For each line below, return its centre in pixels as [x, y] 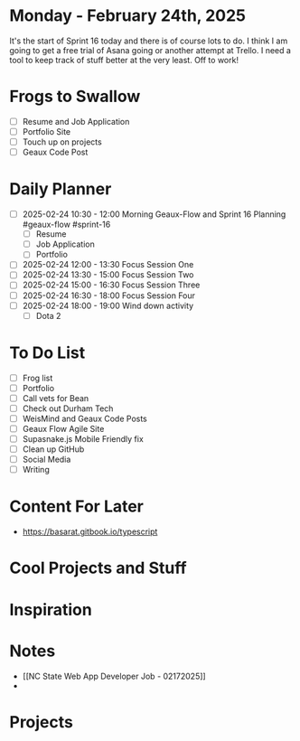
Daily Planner [61, 189]
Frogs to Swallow [75, 97]
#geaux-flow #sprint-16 [66, 225]
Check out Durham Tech [68, 408]
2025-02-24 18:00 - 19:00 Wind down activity [108, 305]
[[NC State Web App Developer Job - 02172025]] [114, 676]
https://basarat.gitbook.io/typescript [90, 532]
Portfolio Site [47, 131]
